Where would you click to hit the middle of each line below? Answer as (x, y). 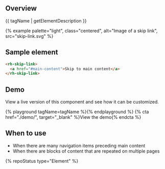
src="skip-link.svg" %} (29, 36)
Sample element (32, 52)
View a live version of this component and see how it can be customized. (82, 102)
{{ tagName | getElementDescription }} (46, 20)
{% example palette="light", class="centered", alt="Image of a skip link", (81, 31)
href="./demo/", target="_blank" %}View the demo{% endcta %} (73, 117)
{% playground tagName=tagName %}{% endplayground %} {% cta (77, 112)
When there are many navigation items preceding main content (79, 145)
